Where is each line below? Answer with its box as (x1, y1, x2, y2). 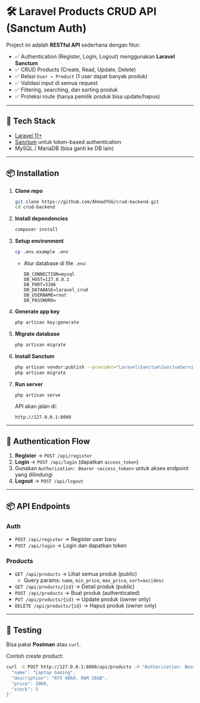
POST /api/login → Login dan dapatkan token (14, 542, 127, 549)
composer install (14, 226, 58, 233)
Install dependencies (14, 215, 68, 222)
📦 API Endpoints (6, 501, 70, 511)
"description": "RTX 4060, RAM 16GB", (11, 675, 108, 681)
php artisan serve (14, 392, 61, 398)
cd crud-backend (14, 204, 55, 210)
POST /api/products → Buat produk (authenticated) (14, 590, 140, 597)
